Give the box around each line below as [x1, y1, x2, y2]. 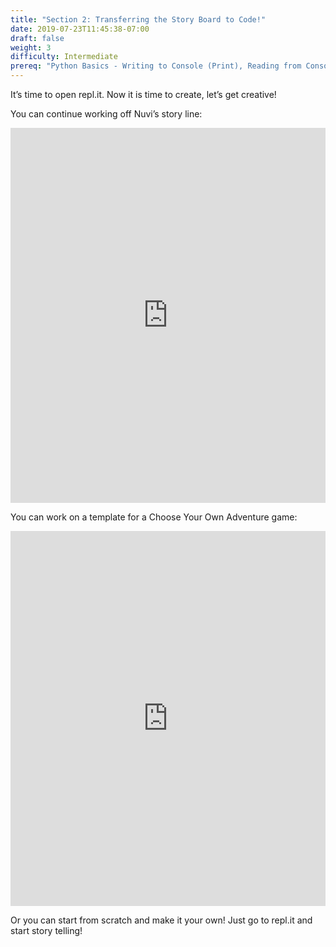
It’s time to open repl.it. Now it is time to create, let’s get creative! [10, 89, 277, 100]
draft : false [10, 33, 65, 43]
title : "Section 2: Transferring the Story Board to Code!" [10, 14, 267, 25]
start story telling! [10, 925, 83, 936]
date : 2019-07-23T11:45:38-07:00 [10, 24, 150, 34]
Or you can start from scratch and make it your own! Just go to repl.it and [10, 914, 313, 926]
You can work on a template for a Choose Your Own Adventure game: [10, 511, 298, 523]
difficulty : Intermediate [10, 52, 118, 62]
